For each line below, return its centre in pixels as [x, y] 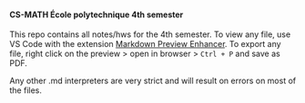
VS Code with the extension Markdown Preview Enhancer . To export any [145, 44]
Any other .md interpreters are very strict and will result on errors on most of [153, 81]
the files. [26, 90]
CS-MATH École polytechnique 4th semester [97, 14]
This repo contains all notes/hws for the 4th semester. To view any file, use [150, 34]
